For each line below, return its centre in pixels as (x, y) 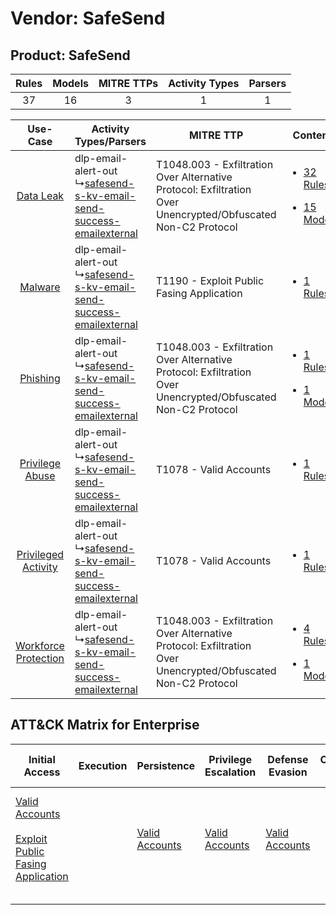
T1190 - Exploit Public (210, 280)
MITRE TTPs (128, 83)
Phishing (40, 378)
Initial (42, 759)
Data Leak (40, 195)
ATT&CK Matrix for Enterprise (105, 725)
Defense (288, 759)
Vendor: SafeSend (88, 18)
